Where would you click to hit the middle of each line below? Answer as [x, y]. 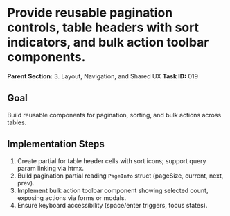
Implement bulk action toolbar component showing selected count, [113, 190]
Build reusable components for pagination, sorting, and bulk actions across [114, 115]
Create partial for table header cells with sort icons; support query [112, 160]
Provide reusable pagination [90, 13]
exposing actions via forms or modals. [72, 198]
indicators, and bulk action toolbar [108, 42]
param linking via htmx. [51, 168]
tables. [17, 122]
